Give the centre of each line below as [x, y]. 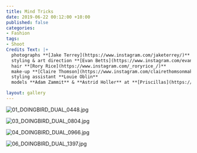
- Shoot [16, 45]
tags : [13, 39]
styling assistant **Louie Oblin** [55, 77]
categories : [21, 28]
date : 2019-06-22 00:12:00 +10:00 [48, 17]
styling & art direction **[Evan [52, 60]
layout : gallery [26, 93]
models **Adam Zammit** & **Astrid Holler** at [71, 83]
